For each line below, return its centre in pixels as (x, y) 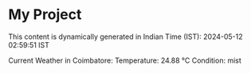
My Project (45, 15)
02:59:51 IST (29, 44)
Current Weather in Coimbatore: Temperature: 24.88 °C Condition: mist (125, 60)
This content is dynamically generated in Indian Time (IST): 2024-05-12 (125, 36)
